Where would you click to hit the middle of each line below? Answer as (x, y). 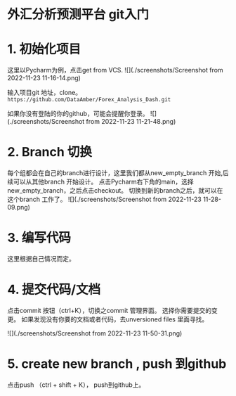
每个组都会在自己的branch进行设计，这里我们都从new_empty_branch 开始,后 (118, 173)
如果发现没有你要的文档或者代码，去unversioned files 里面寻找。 (114, 319)
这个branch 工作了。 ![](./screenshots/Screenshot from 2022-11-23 (104, 199)
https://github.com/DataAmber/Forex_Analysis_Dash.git (89, 100)
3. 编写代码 (39, 238)
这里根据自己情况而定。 (41, 258)
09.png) (19, 207)
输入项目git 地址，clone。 (45, 93)
